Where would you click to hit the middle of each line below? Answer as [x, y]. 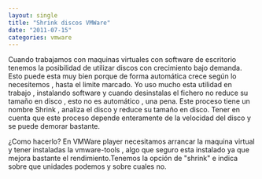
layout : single [33, 15]
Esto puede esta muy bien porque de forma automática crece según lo [123, 76]
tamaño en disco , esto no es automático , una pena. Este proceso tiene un [129, 101]
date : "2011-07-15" [40, 30]
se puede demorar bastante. [54, 126]
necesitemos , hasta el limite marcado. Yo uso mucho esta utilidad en [120, 85]
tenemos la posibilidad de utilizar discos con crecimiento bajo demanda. [125, 68]
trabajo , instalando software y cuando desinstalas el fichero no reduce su [128, 93]
